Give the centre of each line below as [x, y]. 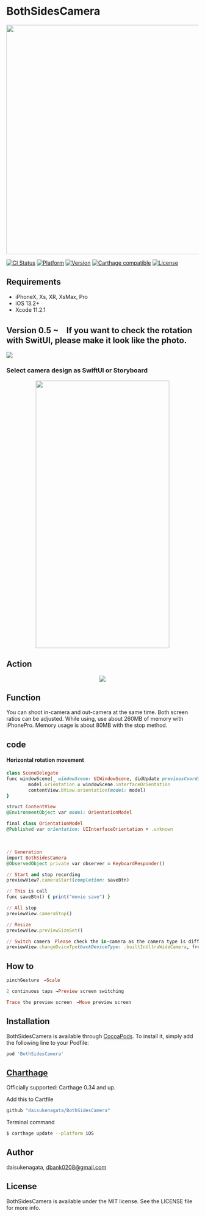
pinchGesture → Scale [33, 980]
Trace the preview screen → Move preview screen [69, 1002]
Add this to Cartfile [30, 1099]
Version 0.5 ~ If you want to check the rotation [99, 330]
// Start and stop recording [43, 875]
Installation [28, 1021]
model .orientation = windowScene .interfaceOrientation [99, 784]
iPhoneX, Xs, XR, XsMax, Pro [52, 297]
